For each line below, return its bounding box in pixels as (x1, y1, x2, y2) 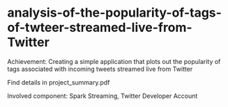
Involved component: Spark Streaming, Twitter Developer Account (7, 92, 198, 100)
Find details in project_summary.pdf (7, 78, 110, 86)
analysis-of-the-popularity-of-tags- (7, 5, 222, 21)
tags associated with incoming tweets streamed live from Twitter (7, 65, 193, 73)
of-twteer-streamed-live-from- (7, 19, 193, 35)
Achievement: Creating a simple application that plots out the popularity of (7, 57, 221, 65)
